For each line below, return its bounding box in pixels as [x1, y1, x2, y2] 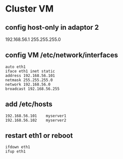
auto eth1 [5, 64, 26, 69]
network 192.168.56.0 [5, 82, 51, 87]
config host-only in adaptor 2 [5, 23, 99, 32]
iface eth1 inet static [5, 68, 55, 73]
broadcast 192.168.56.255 [5, 86, 59, 91]
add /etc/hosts [5, 100, 53, 109]
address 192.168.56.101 [5, 73, 55, 78]
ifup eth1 [5, 149, 26, 154]
